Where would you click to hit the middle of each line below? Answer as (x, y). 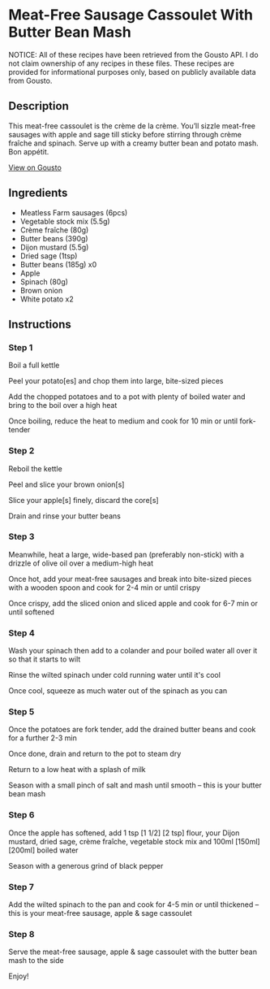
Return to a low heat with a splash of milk (77, 770)
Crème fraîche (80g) (54, 230)
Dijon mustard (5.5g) (54, 247)
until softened (31, 612)
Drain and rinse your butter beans (65, 516)
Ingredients (38, 193)
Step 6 (21, 815)
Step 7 (21, 887)
